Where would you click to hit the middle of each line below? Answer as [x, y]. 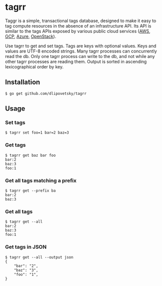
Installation [23, 82]
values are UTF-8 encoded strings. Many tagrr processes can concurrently [81, 51]
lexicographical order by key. [34, 67]
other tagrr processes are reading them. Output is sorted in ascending [76, 61]
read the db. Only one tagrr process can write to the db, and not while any [80, 56]
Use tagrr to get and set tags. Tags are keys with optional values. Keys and [81, 46]
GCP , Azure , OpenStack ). [31, 36]
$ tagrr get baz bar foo [30, 155]
